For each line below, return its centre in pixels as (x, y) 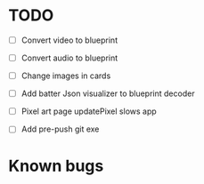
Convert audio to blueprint (69, 58)
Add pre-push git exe (60, 129)
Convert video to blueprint (69, 40)
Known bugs (56, 166)
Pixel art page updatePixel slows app (89, 111)
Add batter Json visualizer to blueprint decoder (108, 93)
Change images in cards (66, 76)
